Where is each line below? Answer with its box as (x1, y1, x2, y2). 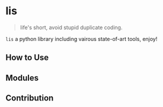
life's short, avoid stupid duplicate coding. (20, 24, 123, 31)
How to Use (5, 52, 49, 63)
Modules (5, 73, 39, 83)
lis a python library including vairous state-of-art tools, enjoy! (5, 35, 158, 42)
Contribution (5, 93, 54, 103)
